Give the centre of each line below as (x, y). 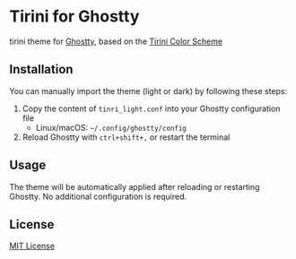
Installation (41, 69)
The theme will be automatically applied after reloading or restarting (135, 186)
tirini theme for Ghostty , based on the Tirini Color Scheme (116, 41)
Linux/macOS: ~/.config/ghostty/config (111, 127)
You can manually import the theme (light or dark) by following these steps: (148, 91)
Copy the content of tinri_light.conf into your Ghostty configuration (151, 108)
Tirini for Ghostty (74, 17)
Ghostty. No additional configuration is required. (98, 196)
